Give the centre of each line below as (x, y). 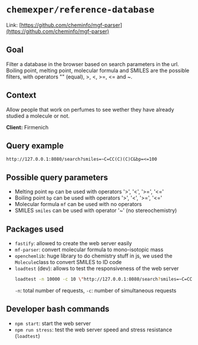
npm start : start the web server (53, 323)
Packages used (35, 229)
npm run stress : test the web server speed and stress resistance (93, 330)
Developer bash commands (58, 309)
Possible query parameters (57, 178)
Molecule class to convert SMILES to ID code (68, 262)
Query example (35, 146)
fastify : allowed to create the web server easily (73, 243)
